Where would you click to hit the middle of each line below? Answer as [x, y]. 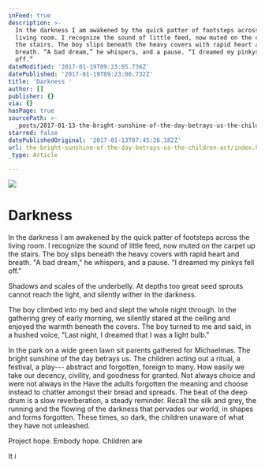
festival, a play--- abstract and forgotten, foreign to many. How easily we [126, 367]
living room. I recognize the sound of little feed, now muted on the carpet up [132, 246]
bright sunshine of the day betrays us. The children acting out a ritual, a [124, 359]
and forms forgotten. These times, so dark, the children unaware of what [126, 417]
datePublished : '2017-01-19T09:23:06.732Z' [81, 74]
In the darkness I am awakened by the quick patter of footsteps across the [129, 237]
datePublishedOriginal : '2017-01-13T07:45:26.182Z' [95, 140]
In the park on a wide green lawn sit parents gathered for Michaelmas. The [129, 350]
